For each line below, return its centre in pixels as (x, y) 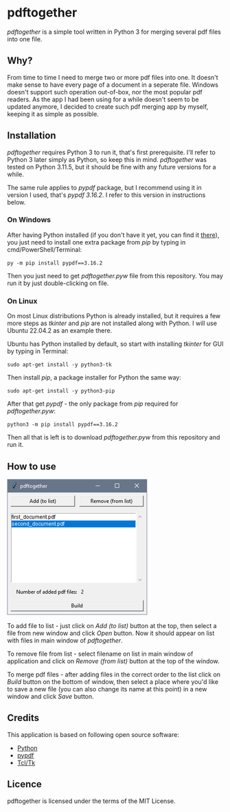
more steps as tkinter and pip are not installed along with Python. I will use (112, 323)
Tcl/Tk (26, 762)
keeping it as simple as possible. (53, 114)
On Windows (29, 220)
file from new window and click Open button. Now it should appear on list (111, 633)
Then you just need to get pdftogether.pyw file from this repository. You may (115, 275)
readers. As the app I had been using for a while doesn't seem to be (103, 99)
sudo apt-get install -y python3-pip (61, 391)
